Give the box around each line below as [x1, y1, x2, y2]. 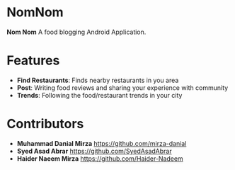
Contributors [6, 116, 84, 132]
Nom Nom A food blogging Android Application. [6, 28, 147, 36]
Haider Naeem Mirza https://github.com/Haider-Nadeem [16, 154, 183, 163]
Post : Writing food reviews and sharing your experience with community [16, 83, 229, 92]
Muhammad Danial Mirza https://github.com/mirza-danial [16, 139, 187, 147]
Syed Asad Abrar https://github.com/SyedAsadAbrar [16, 147, 172, 155]
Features [6, 52, 60, 69]
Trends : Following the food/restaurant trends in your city [16, 91, 183, 99]
